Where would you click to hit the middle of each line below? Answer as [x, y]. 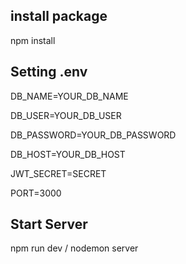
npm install [33, 40]
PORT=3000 [36, 193]
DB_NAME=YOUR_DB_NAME [69, 96]
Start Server [49, 224]
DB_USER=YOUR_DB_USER [66, 115]
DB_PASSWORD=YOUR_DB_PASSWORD [93, 135]
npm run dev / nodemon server [74, 248]
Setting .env [49, 72]
